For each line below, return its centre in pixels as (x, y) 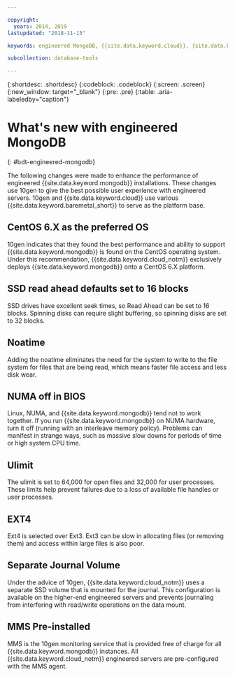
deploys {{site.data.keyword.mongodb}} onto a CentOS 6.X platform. (106, 267)
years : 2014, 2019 (41, 26)
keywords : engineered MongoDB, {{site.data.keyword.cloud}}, (98, 46)
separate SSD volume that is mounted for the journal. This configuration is (114, 589)
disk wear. (22, 374)
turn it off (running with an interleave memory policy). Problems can (105, 428)
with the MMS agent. (37, 666)
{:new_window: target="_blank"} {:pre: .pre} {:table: (81, 92)
